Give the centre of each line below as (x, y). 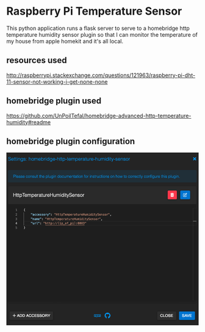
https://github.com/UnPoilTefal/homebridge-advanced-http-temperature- (99, 116)
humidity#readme (28, 122)
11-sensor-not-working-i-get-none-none (57, 81)
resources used (37, 60)
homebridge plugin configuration (71, 141)
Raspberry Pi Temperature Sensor (94, 11)
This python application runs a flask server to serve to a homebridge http (98, 28)
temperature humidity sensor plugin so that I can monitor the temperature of (102, 34)
